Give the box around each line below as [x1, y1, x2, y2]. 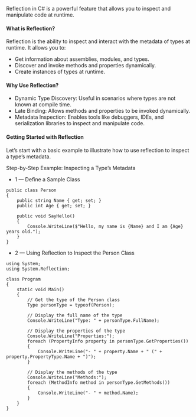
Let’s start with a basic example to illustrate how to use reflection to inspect [6, 146, 190, 154]
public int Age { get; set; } [17, 203, 92, 209]
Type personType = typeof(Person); [27, 302, 115, 308]
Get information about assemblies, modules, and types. [14, 56, 149, 63]
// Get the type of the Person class [27, 297, 120, 303]
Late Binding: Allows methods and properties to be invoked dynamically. [14, 107, 191, 115]
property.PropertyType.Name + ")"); [6, 354, 96, 360]
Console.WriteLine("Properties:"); [27, 333, 115, 339]
